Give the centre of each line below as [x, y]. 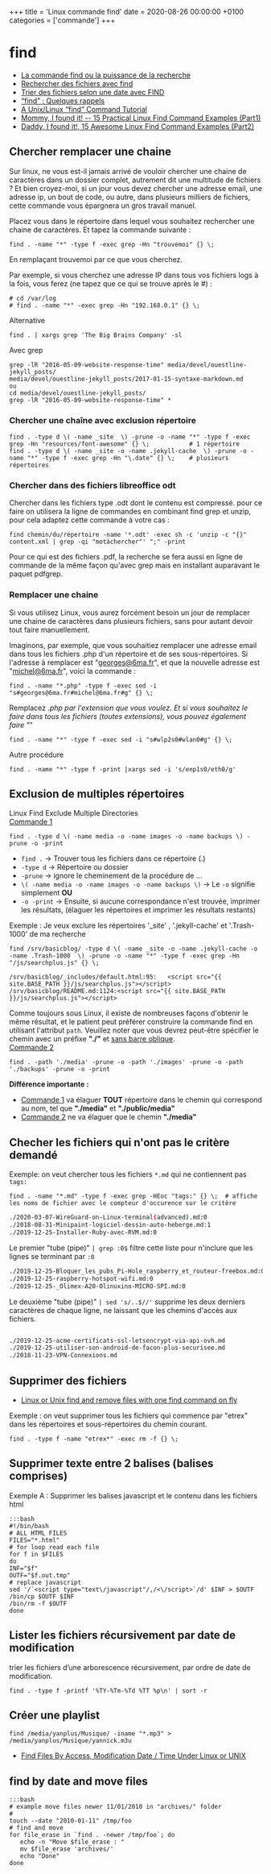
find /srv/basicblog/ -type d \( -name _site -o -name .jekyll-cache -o [133, 949]
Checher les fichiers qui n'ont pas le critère [119, 1143]
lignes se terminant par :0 [52, 1256]
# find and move [36, 1828]
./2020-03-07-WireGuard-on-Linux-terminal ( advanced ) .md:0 [108, 1217]
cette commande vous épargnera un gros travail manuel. [103, 206]
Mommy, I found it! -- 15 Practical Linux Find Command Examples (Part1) [141, 118]
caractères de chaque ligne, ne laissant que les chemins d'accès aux [123, 1310]
